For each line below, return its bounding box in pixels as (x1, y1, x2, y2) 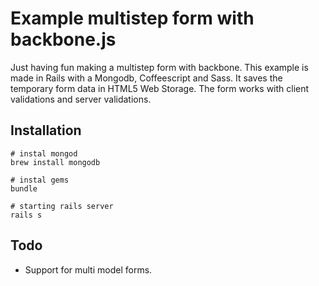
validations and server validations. (10, 93, 152, 105)
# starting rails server (10, 201, 114, 211)
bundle (10, 183, 38, 194)
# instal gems (10, 175, 70, 185)
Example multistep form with (10, 7, 255, 30)
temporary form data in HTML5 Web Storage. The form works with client (10, 82, 310, 94)
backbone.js (10, 28, 117, 51)
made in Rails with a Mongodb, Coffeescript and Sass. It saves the (10, 72, 283, 84)
